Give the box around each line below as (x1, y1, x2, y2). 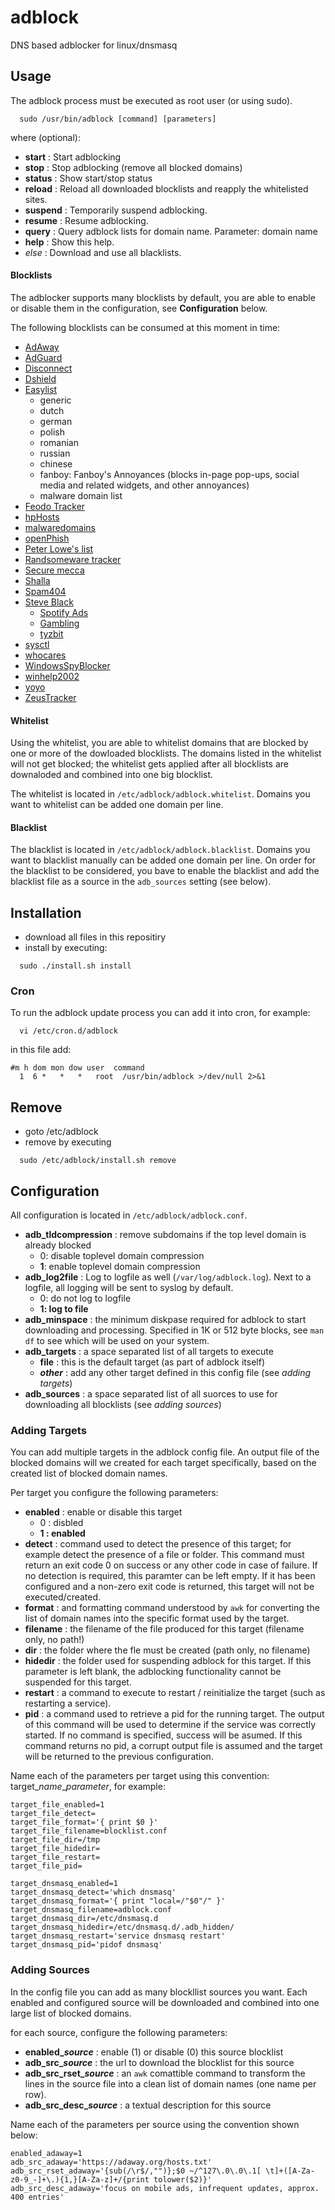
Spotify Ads (39, 606, 89, 618)
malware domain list (39, 489, 123, 501)
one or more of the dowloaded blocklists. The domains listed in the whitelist (10, 747, 322, 760)
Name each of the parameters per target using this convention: (10, 1770, 270, 1782)
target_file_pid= (10, 1861, 83, 1871)
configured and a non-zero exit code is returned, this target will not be (24, 1581, 315, 1593)
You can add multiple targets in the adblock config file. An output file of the (10, 1446, 320, 1458)
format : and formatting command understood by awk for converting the (24, 1602, 320, 1614)
